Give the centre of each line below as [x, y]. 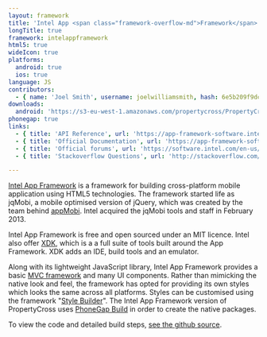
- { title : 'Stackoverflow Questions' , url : [90, 156]
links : [19, 126]
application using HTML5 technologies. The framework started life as [122, 194]
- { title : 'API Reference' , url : [72, 134]
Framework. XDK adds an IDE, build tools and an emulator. [104, 252]
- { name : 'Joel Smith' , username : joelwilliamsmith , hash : [117, 97]
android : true [39, 68]
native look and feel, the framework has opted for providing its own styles [129, 284]
